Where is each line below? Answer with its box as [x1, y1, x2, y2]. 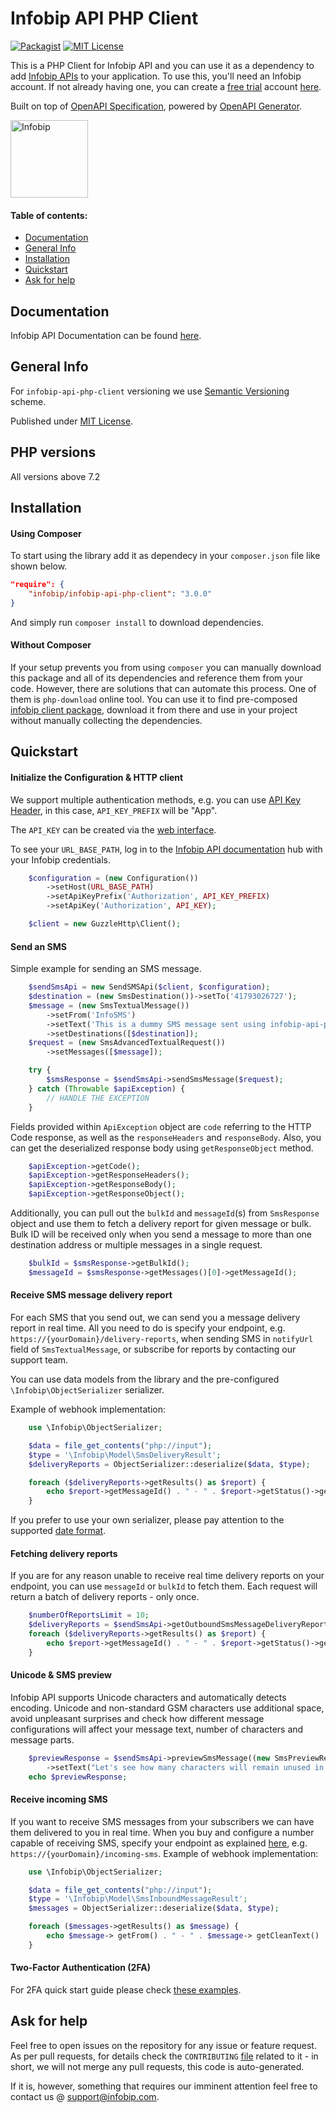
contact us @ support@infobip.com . [10, 2090, 160, 2102]
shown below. [10, 560, 68, 572]
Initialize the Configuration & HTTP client [10, 771, 184, 783]
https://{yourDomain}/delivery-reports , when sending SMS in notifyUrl [10, 1333, 314, 1344]
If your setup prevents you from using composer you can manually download [10, 662, 322, 673]
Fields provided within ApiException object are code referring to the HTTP [10, 1120, 312, 1132]
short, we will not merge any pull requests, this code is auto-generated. [10, 2060, 305, 2072]
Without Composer [10, 639, 92, 651]
